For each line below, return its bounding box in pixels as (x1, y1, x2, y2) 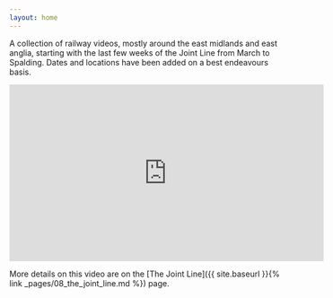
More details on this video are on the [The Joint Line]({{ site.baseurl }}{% (9, 268, 280, 279)
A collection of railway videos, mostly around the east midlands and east (9, 38, 278, 48)
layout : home (9, 13, 58, 22)
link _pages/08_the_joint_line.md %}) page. (9, 277, 170, 288)
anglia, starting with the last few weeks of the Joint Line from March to (9, 47, 270, 58)
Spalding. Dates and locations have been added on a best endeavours (9, 57, 269, 67)
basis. (9, 66, 31, 77)
